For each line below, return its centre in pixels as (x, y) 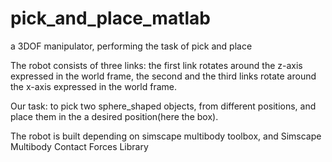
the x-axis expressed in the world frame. (93, 86)
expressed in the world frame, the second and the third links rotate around (163, 76)
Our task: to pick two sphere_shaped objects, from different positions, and (163, 106)
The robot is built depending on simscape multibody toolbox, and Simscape (166, 136)
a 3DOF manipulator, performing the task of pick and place (131, 46)
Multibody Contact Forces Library (79, 146)
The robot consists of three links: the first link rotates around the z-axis (156, 65)
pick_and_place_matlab (110, 18)
